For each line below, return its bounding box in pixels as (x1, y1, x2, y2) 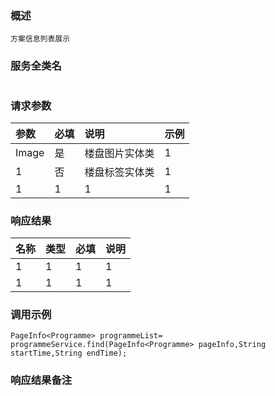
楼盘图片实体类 (84, 146, 155, 160)
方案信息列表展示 (10, 34, 71, 44)
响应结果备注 (10, 373, 73, 387)
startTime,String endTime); (10, 348, 128, 359)
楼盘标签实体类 (84, 165, 155, 179)
